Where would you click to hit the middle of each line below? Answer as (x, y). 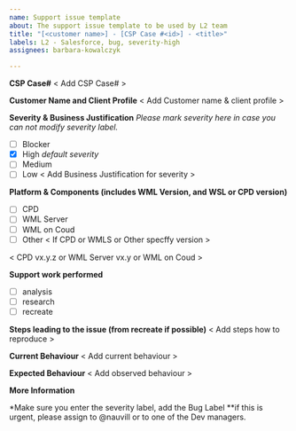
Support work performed (56, 274)
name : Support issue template (65, 17)
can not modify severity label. (64, 127)
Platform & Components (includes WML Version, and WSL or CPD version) (148, 192)
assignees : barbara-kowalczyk (65, 51)
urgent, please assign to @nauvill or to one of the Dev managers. (128, 417)
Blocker (36, 145)
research (38, 302)
